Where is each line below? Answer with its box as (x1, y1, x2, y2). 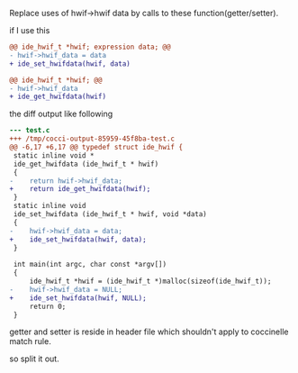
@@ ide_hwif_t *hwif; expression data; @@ (9, 42, 171, 51)
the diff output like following (9, 108, 113, 120)
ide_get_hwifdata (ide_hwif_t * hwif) (13, 159, 159, 168)
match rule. (9, 336, 51, 347)
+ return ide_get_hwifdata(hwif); (9, 185, 151, 194)
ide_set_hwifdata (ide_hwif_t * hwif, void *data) (13, 210, 207, 219)
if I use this (9, 25, 50, 35)
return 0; (29, 302, 67, 311)
